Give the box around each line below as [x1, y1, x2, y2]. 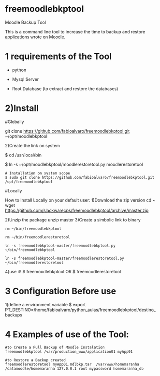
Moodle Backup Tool [5, 19, 46, 25]
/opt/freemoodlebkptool [5, 179, 53, 184]
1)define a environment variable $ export [5, 301, 86, 307]
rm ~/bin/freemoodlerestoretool [5, 235, 70, 239]
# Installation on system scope [5, 171, 70, 175]
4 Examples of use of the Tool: [5, 329, 129, 340]
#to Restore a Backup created [5, 358, 66, 362]
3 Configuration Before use [5, 286, 116, 297]
